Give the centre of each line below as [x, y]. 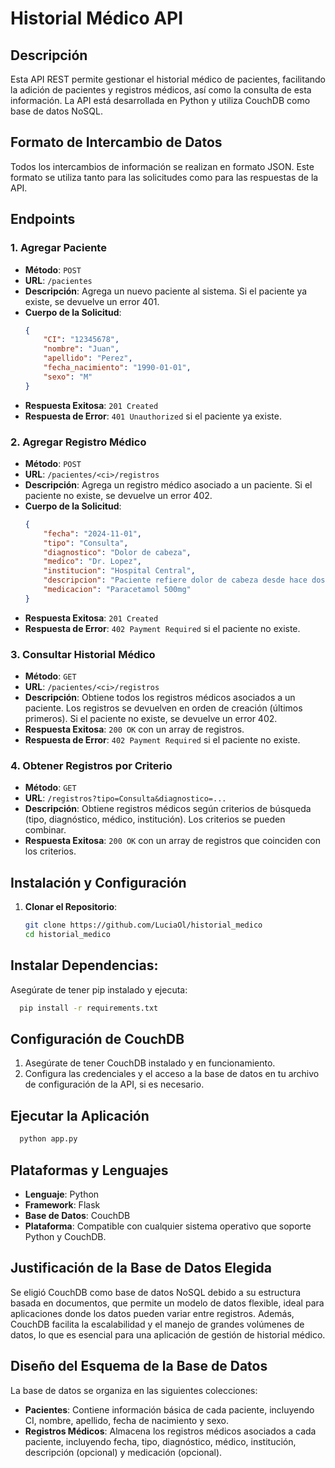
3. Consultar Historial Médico [83, 654]
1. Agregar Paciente [58, 248]
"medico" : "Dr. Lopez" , [92, 562]
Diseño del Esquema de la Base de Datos [139, 1366]
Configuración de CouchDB [97, 1039]
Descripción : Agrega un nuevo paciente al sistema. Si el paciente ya [166, 291]
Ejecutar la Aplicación [80, 1115]
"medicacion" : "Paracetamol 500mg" [117, 590]
